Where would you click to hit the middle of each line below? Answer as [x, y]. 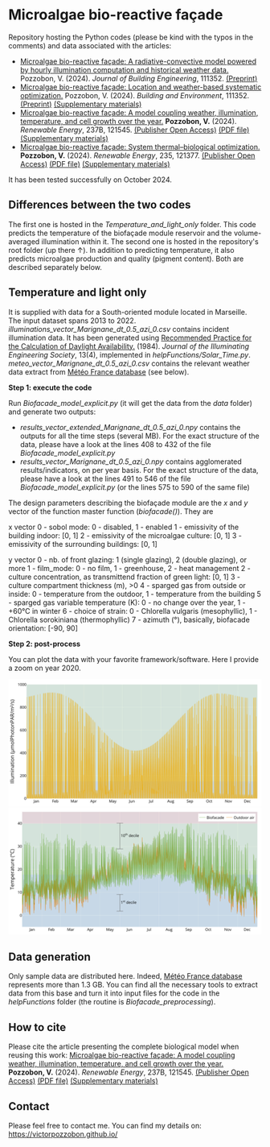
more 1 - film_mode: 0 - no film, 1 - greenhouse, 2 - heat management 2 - [129, 568]
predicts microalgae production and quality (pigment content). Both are [126, 259]
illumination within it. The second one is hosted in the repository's [150, 241]
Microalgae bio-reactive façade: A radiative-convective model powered [138, 61]
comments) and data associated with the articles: [90, 45]
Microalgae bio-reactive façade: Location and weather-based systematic [141, 87]
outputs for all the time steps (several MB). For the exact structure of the [139, 436]
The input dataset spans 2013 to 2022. [72, 321]
